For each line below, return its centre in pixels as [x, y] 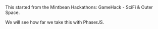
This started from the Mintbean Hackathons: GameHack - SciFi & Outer [79, 7]
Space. [13, 12]
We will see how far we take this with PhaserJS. [55, 22]
